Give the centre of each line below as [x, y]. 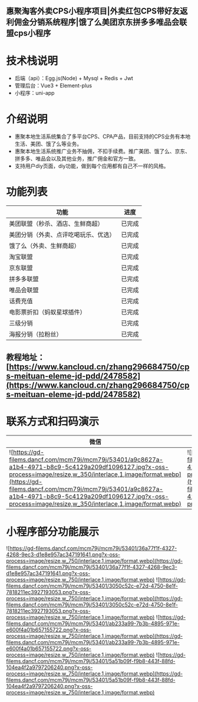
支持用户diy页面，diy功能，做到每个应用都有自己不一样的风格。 [92, 166]
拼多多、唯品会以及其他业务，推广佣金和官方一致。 [77, 159]
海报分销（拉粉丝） [36, 334]
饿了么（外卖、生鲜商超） [45, 246]
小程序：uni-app [34, 93]
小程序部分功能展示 [53, 532]
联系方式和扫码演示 [53, 421]
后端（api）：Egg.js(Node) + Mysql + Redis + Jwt [74, 78]
